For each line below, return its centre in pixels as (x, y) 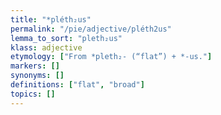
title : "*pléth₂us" (51, 19)
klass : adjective (46, 47)
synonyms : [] (37, 76)
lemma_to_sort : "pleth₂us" (66, 38)
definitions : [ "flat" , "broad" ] (77, 85)
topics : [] (33, 94)
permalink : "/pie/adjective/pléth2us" (91, 29)
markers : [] (35, 66)
